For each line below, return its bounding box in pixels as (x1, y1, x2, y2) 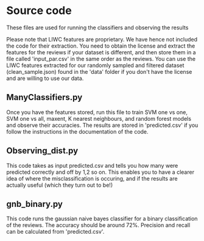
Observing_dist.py (6, 146, 79, 156)
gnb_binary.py (6, 199, 63, 209)
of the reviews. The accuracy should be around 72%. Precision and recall (6, 221, 191, 229)
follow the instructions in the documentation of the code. (6, 128, 149, 135)
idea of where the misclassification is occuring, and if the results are (6, 174, 178, 182)
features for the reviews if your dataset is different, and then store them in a (6, 48, 196, 56)
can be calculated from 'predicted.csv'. (6, 228, 105, 236)
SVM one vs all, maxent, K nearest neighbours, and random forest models (6, 115, 192, 122)
